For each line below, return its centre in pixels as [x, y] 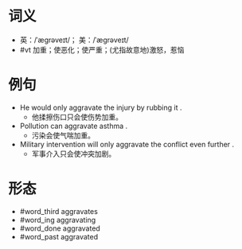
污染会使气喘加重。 [63, 135]
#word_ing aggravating [58, 220]
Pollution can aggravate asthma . [74, 126]
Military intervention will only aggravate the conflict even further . [127, 144]
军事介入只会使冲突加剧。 [74, 154]
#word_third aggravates [59, 211]
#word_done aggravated [60, 228]
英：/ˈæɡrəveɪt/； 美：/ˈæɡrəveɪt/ [74, 40]
